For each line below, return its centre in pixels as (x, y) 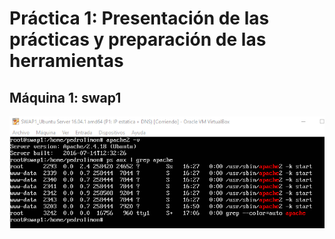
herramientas (66, 61)
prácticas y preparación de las (138, 39)
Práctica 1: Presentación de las (139, 18)
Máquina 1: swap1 (65, 97)
